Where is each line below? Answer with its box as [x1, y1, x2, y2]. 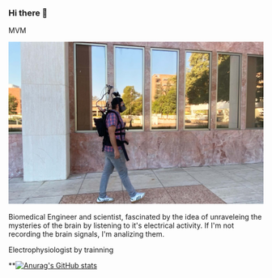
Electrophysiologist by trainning [8, 245, 114, 254]
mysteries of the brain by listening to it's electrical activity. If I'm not [8, 220, 235, 230]
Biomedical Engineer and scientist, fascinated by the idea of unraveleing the [8, 212, 262, 221]
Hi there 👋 [8, 7, 49, 19]
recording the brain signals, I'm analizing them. [8, 229, 165, 238]
